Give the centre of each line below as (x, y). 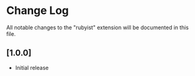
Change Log (37, 11)
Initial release (32, 67)
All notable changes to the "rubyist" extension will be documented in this (97, 27)
